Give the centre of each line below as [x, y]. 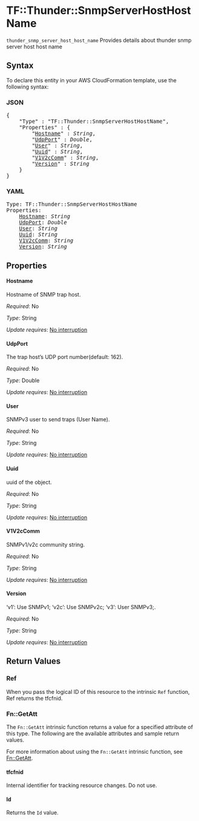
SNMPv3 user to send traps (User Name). [58, 420]
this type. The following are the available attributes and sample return [93, 733]
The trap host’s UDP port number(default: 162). [65, 357]
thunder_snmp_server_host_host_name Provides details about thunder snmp [99, 40]
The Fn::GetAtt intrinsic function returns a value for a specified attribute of [100, 727]
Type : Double [23, 381]
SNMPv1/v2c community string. [46, 544]
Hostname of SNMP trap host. [44, 294]
